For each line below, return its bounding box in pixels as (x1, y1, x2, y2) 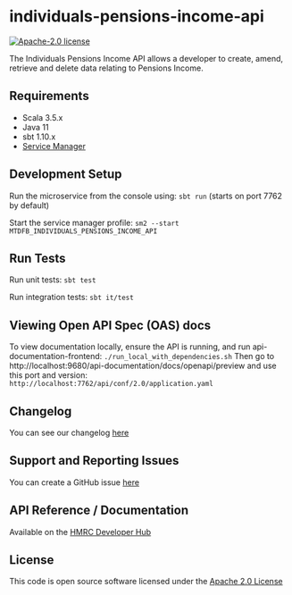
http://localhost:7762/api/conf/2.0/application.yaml (9, 380, 214, 389)
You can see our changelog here (9, 427, 129, 438)
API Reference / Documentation (9, 503, 189, 518)
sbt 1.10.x (21, 131, 56, 142)
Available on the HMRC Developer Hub (9, 526, 152, 537)
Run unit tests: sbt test (9, 274, 96, 285)
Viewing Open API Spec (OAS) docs (9, 317, 212, 332)
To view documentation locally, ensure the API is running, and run (9, 341, 251, 352)
